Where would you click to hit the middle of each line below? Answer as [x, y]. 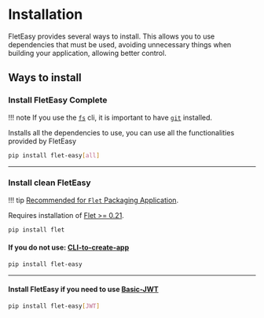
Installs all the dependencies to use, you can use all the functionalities [121, 132]
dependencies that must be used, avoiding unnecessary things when [120, 44]
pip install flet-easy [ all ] [54, 155]
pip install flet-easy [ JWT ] [54, 306]
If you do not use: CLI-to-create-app [69, 248]
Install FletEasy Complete [58, 100]
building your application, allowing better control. [87, 53]
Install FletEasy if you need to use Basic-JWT [83, 290]
